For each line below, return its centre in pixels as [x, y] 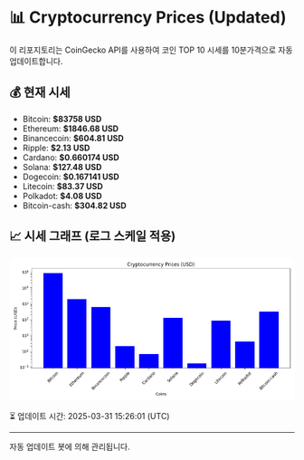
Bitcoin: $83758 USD [62, 119]
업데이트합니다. [36, 61]
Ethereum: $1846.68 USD [71, 129]
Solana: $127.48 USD [62, 167]
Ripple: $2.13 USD [56, 148]
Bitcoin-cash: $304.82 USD [74, 206]
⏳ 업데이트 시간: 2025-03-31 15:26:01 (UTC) [90, 416]
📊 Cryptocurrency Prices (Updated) [148, 18]
